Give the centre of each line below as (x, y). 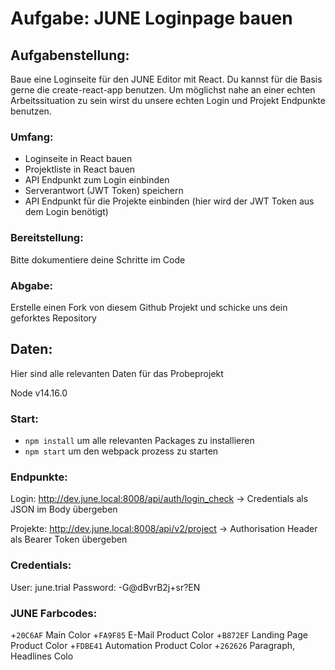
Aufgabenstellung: (70, 55)
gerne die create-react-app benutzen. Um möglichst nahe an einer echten (163, 90)
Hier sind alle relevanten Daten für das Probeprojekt (117, 373)
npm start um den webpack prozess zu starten (121, 451)
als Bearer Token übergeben (69, 539)
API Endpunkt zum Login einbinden (97, 180)
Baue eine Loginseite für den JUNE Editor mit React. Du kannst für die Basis (166, 79)
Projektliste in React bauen (80, 169)
